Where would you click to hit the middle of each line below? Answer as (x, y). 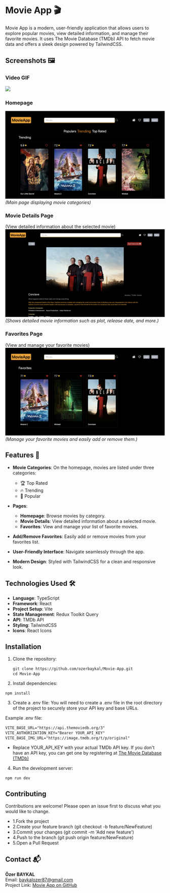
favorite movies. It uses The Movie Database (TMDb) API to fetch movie (80, 39)
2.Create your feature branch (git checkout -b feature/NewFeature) (82, 827)
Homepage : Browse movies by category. (63, 516)
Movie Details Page (29, 216)
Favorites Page (24, 334)
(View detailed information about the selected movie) (60, 227)
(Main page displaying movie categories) (48, 202)
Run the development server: (43, 768)
